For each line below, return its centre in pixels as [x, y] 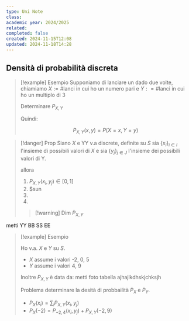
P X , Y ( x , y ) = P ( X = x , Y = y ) [106, 131]
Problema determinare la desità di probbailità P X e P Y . [85, 291]
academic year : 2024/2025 [37, 22]
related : [17, 28]
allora [27, 170]
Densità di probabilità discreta [62, 68]
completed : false [27, 34]
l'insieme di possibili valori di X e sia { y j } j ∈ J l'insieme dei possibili [100, 152]
